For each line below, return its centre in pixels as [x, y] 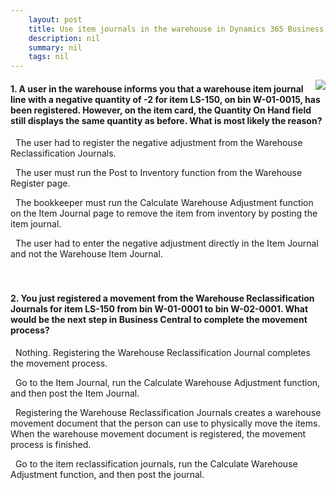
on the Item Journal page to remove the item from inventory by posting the [164, 213]
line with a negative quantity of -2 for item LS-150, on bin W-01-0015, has [165, 99]
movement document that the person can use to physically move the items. [165, 423]
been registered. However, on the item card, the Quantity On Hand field [161, 110]
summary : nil [55, 47]
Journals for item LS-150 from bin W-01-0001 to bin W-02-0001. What [159, 308]
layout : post [55, 19]
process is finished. [51, 444]
